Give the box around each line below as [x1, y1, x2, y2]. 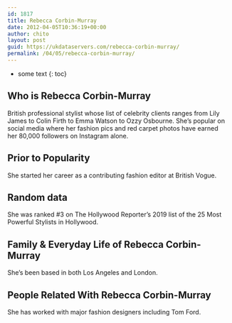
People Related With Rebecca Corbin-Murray [7, 289, 211, 301]
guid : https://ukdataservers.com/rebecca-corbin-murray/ [7, 43, 180, 50]
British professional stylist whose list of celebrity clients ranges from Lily [7, 109, 220, 117]
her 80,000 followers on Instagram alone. [7, 131, 129, 140]
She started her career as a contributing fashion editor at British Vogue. [7, 171, 217, 180]
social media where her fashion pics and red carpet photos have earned [7, 124, 218, 132]
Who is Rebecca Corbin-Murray [7, 90, 152, 102]
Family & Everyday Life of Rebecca [7, 239, 164, 251]
